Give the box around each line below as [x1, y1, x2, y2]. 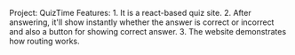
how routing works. [9, 35, 80, 46]
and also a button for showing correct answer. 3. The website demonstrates [9, 27, 287, 36]
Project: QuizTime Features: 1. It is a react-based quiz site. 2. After [9, 8, 251, 18]
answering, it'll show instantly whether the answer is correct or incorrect [9, 17, 275, 27]
